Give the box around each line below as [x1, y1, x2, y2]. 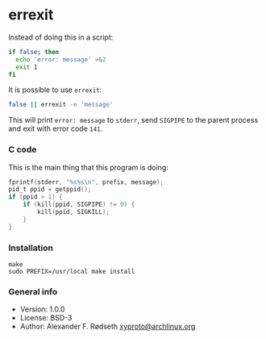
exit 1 [15, 63, 38, 71]
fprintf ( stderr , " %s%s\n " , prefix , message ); [8, 178, 164, 186]
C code [8, 144, 37, 155]
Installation [8, 242, 54, 253]
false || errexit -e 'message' [8, 101, 114, 109]
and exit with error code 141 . [8, 123, 103, 134]
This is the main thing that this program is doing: [8, 162, 169, 172]
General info [8, 286, 58, 297]
